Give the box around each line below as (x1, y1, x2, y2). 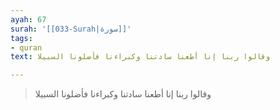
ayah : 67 (10, 14, 47, 25)
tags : (10, 33, 33, 43)
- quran (10, 42, 43, 53)
